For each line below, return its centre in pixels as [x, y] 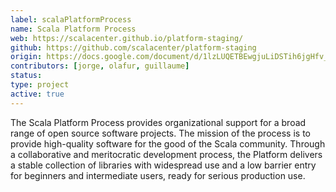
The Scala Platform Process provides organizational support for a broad [158, 122]
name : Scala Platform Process [73, 29]
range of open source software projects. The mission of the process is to [160, 133]
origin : [26, 57]
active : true [37, 94]
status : [26, 76]
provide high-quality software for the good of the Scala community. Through [168, 143]
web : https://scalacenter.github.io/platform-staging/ [127, 38]
